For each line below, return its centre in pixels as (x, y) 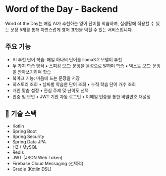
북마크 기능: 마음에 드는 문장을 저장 (46, 78)
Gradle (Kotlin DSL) (32, 169)
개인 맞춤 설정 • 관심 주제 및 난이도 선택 (51, 90)
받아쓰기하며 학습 (34, 72)
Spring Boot (25, 131)
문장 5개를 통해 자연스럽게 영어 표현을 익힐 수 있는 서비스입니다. (72, 29)
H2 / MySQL (25, 147)
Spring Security (28, 136)
